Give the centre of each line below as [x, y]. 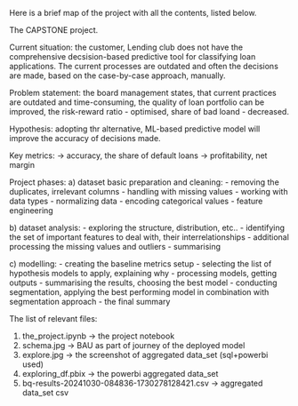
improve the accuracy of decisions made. [85, 138]
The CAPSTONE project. [54, 30]
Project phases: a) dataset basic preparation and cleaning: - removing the [145, 182]
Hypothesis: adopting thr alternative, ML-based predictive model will [135, 129]
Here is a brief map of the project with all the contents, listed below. [133, 13]
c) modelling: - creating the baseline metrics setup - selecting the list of [141, 264]
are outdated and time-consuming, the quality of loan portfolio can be [137, 102]
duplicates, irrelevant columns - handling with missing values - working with [149, 191]
